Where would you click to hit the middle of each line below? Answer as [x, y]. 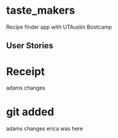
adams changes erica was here [45, 128]
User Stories [30, 46]
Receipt [26, 71]
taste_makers [41, 10]
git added [30, 112]
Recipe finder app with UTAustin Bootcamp [59, 27]
